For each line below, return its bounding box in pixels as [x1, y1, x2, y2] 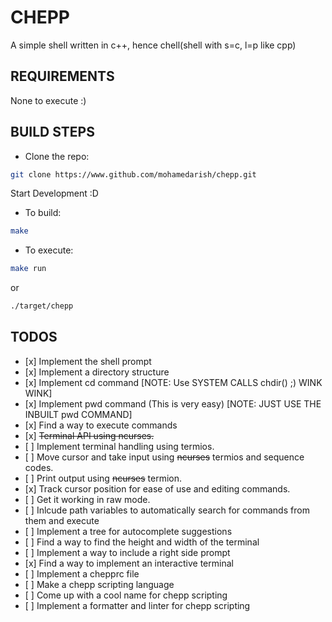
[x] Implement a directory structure [24, 366, 170, 378]
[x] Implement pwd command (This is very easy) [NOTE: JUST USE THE [24, 397, 322, 410]
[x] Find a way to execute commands [24, 419, 178, 431]
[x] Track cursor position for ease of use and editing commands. [24, 482, 291, 495]
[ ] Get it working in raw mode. [24, 493, 151, 505]
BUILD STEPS [10, 124, 95, 141]
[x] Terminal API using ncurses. [24, 429, 155, 441]
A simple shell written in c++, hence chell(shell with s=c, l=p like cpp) [10, 39, 297, 51]
